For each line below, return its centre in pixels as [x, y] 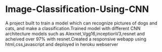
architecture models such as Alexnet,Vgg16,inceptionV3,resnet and [75, 33]
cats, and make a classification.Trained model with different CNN [73, 28]
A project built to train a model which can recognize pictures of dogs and [82, 23]
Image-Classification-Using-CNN [77, 9]
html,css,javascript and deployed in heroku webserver [62, 44]
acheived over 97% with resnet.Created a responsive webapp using [76, 39]
